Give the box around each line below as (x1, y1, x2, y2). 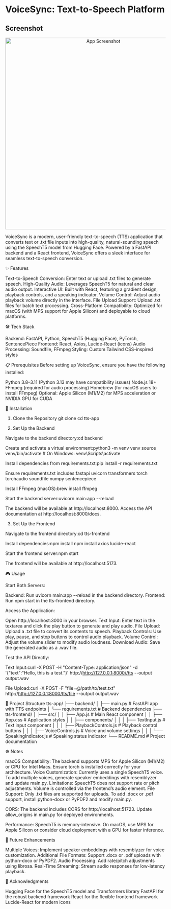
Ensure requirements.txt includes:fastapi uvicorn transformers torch (5, 470, 148, 476)
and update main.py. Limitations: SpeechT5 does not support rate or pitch (5, 780, 160, 786)
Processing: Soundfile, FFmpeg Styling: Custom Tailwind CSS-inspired (5, 346, 153, 352)
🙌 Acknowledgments (5, 878, 49, 884)
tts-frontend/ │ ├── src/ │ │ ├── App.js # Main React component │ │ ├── (5, 711, 162, 717)
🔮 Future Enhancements (5, 837, 55, 843)
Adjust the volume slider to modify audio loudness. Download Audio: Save (5, 639, 160, 645)
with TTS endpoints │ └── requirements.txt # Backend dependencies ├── (5, 706, 162, 712)
